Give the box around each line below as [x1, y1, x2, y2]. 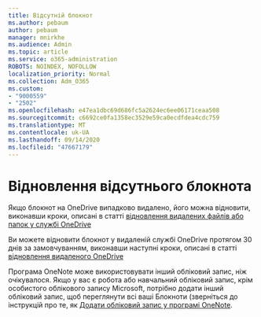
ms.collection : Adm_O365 [8, 77, 90, 85]
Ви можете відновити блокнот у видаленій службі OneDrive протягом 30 [8, 235, 252, 245]
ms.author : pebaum [8, 19, 68, 27]
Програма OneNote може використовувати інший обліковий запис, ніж [8, 267, 248, 276]
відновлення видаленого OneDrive [8, 252, 124, 261]
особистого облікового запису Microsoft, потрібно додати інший [8, 284, 224, 293]
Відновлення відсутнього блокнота [8, 177, 252, 195]
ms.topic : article [8, 48, 68, 56]
